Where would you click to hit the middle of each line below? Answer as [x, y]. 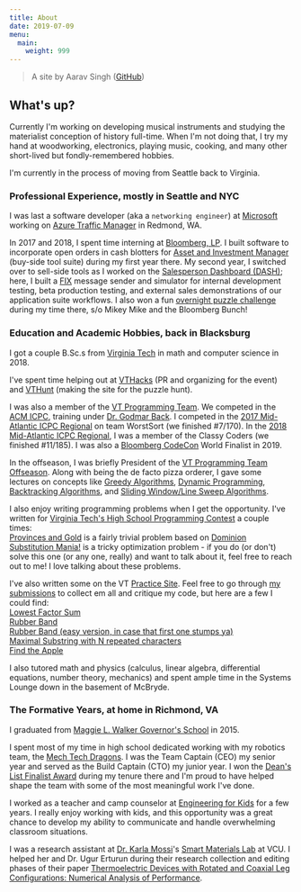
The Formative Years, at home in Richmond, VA [114, 710]
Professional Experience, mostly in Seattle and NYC [124, 196]
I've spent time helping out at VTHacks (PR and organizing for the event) [144, 380]
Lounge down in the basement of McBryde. [89, 687]
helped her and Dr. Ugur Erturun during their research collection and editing [150, 858]
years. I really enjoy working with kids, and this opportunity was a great [141, 812]
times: [21, 527]
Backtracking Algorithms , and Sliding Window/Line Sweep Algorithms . [139, 491]
